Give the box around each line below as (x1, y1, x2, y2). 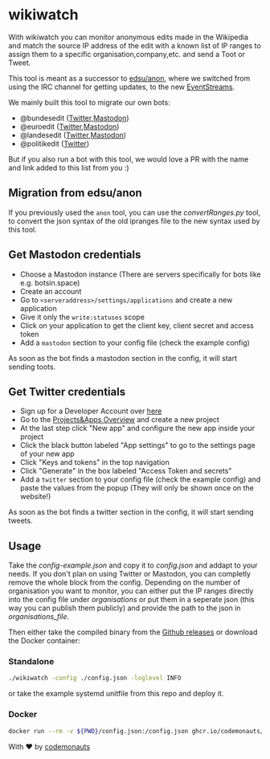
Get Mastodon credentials (8, 248, 141, 262)
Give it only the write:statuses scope (19, 312, 145, 322)
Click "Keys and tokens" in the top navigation (19, 457, 170, 467)
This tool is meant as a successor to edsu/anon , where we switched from (8, 73, 251, 83)
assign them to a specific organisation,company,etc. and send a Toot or (8, 49, 245, 59)
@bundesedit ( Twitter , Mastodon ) (19, 113, 130, 122)
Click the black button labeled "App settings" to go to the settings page (19, 441, 256, 450)
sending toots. (8, 362, 56, 371)
